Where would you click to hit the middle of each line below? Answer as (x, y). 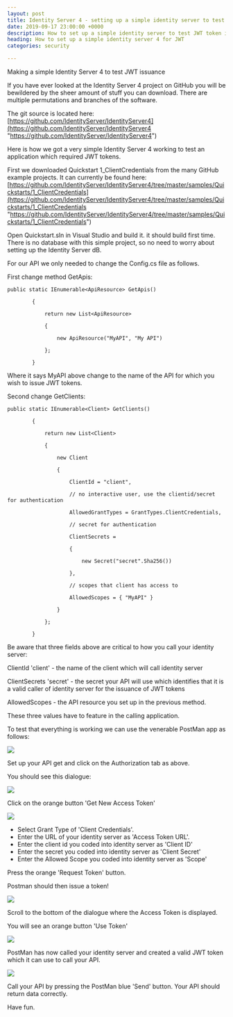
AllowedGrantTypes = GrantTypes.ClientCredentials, (145, 512)
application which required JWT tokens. (64, 156)
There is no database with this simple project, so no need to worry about (111, 243)
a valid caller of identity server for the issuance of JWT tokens (96, 689)
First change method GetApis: (50, 277)
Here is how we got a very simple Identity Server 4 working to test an (106, 149)
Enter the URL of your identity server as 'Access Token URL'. (103, 837)
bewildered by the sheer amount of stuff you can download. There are (107, 92)
